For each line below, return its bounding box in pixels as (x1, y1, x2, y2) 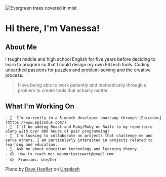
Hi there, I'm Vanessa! (5, 23, 100, 34)
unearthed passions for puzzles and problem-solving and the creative (5, 67, 151, 73)
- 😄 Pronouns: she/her (5, 157, 57, 162)
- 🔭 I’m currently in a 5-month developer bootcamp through (5, 115, 137, 120)
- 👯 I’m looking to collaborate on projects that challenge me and (5, 133, 153, 138)
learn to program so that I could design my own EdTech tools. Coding (5, 62, 150, 67)
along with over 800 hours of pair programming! (5, 128, 110, 134)
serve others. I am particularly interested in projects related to (5, 138, 153, 143)
